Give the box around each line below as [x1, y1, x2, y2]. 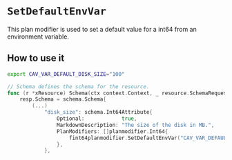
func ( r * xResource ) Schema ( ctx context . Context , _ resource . [7, 90, 190, 97]
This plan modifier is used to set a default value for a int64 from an [7, 25, 197, 33]
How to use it [7, 52, 65, 64]
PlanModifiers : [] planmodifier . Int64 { [56, 128, 168, 135]
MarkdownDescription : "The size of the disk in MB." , [56, 121, 215, 128]
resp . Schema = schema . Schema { [19, 96, 107, 103]
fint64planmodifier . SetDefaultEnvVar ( [68, 134, 181, 141]
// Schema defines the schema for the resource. [7, 83, 150, 90]
